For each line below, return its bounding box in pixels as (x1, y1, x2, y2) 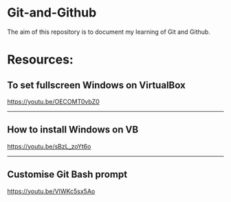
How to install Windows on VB (7, 124, 139, 136)
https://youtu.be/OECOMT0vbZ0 (7, 97, 100, 105)
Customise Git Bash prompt (7, 169, 128, 181)
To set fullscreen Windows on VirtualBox (7, 79, 186, 91)
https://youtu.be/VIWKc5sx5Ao (7, 187, 96, 195)
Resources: (7, 52, 74, 68)
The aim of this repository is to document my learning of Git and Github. (7, 28, 211, 36)
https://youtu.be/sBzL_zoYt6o (7, 142, 91, 150)
